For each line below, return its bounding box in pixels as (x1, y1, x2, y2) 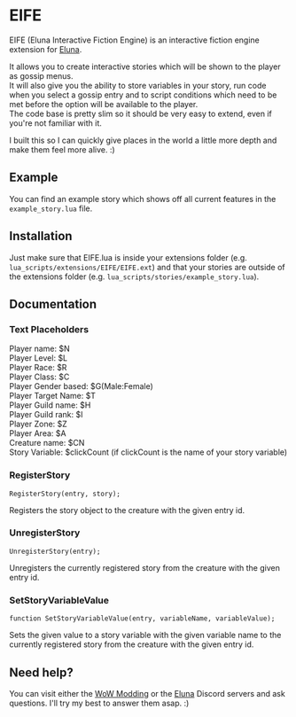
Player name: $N (9, 343, 71, 355)
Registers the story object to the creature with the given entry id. (9, 504, 245, 515)
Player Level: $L (9, 353, 68, 363)
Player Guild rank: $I (9, 409, 83, 420)
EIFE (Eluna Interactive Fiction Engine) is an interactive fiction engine (9, 35, 260, 45)
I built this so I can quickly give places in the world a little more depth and (9, 135, 277, 145)
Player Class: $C (9, 371, 70, 382)
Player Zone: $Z (9, 418, 68, 430)
